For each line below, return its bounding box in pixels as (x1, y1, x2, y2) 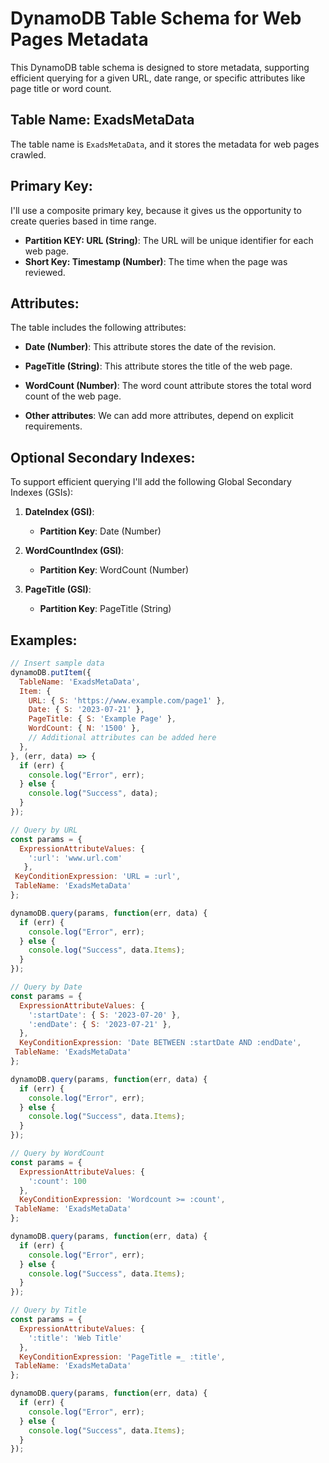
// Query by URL (10, 825, 78, 835)
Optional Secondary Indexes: (10, 449, 196, 466)
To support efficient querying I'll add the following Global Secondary (10, 476, 292, 488)
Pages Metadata (10, 28, 149, 51)
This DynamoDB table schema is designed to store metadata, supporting (10, 61, 310, 73)
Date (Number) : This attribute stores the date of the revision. (24, 341, 277, 353)
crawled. (10, 148, 47, 161)
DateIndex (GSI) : (24, 506, 95, 518)
